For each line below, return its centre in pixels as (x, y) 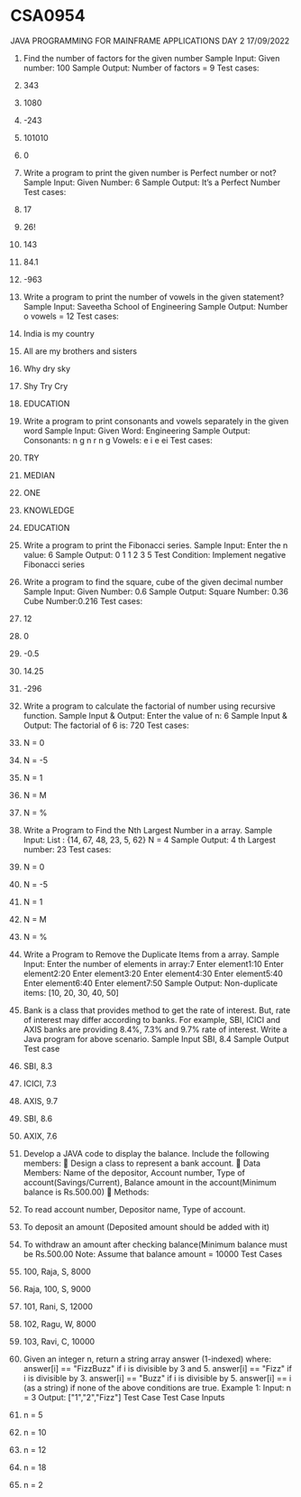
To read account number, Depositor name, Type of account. (134, 1209)
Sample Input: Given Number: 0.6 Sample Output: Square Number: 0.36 (156, 591)
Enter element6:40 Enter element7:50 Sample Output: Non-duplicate (150, 983)
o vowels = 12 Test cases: (71, 316)
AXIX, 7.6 (40, 1136)
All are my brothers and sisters (80, 351)
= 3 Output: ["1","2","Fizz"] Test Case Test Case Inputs (124, 1397)
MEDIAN (39, 475)
